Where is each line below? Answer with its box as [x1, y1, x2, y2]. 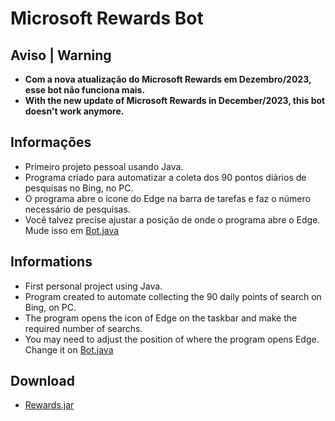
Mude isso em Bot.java [24, 224, 120, 236]
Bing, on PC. [24, 301, 77, 313]
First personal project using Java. [24, 280, 163, 292]
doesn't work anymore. [24, 105, 125, 117]
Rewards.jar [24, 399, 75, 411]
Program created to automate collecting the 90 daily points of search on [24, 290, 322, 302]
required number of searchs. [24, 322, 143, 334]
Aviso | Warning [10, 47, 112, 64]
